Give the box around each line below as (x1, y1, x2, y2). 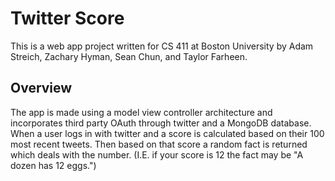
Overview (10, 80, 73, 97)
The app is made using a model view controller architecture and (10, 106, 273, 118)
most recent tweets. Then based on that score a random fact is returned (10, 138, 308, 150)
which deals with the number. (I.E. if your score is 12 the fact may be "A (10, 148, 304, 161)
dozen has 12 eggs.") (10, 159, 97, 171)
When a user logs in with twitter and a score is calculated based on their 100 (10, 127, 325, 139)
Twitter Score (10, 7, 125, 30)
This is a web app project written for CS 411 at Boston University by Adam (10, 40, 314, 52)
